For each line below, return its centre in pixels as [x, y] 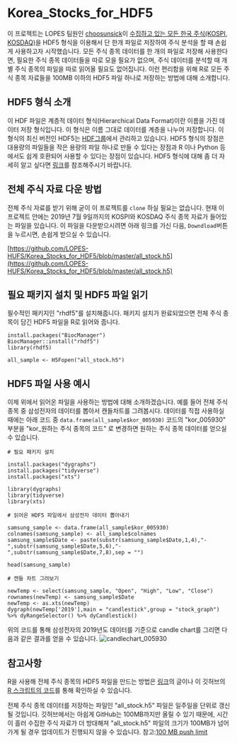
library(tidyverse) [36, 496]
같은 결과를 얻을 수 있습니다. [59, 639]
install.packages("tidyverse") [53, 471]
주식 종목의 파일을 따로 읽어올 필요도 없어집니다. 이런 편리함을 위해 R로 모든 [118, 69]
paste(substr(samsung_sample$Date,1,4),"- [144, 540]
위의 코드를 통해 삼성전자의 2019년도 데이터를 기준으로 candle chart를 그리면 [114, 630]
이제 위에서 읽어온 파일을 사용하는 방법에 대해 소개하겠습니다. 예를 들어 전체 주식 [118, 402]
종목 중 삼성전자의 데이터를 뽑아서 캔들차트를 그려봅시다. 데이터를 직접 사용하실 [116, 411]
